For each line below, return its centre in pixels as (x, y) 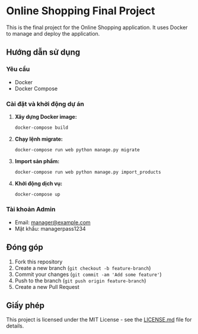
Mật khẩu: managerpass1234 (50, 228)
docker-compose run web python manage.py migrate (77, 149)
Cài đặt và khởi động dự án (45, 104)
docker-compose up (37, 194)
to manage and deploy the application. (53, 33)
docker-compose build (41, 128)
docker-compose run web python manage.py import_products (88, 172)
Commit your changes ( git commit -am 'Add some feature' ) (88, 274)
